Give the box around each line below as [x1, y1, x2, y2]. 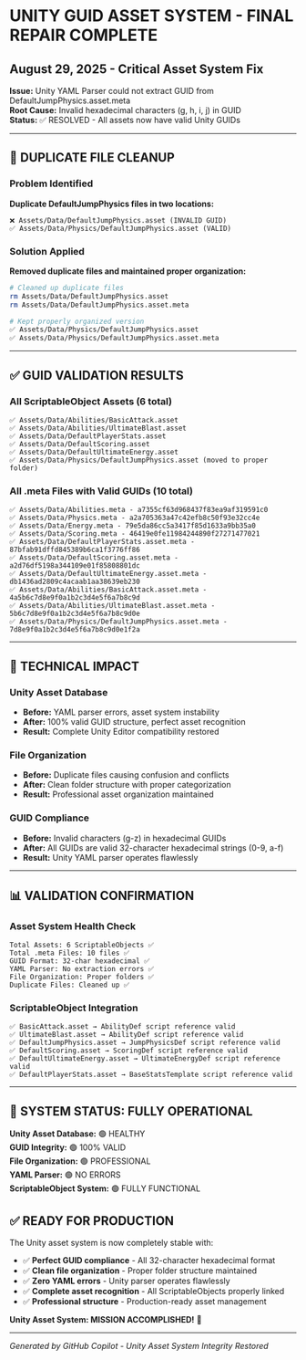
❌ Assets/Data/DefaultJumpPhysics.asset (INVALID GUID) [9, 215, 228, 225]
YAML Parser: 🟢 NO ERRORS [9, 1169, 121, 1180]
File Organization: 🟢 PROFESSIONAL [9, 1156, 151, 1166]
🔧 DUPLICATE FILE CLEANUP [9, 150, 175, 165]
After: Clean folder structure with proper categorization [22, 779, 231, 790]
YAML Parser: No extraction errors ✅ [9, 965, 155, 974]
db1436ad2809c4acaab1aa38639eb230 [9, 577, 141, 587]
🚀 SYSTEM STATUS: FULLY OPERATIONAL [9, 1104, 253, 1119]
